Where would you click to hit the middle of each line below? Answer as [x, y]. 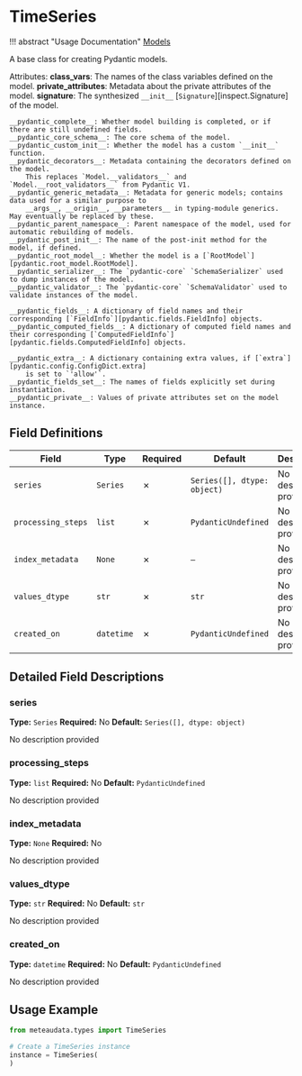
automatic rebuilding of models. [72, 232]
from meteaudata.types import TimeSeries [88, 1030]
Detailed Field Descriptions [87, 677]
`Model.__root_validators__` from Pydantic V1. [100, 185]
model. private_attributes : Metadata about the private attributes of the [140, 86]
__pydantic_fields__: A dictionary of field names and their [126, 311]
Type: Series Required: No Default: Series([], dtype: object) [127, 722]
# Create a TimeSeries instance [70, 1047]
